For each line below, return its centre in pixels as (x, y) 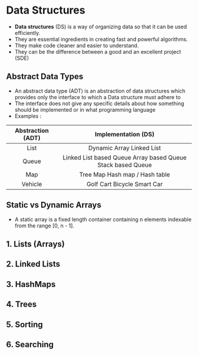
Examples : (28, 116)
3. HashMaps (31, 284)
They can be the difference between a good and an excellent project (98, 51)
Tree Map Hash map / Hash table (125, 174)
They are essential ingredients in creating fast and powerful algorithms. (101, 39)
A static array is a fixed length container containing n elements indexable (103, 219)
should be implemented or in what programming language (85, 109)
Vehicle (32, 184)
